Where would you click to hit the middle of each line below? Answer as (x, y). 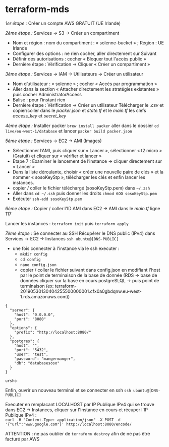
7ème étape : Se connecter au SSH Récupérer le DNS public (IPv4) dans (80, 233)
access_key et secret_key (39, 116)
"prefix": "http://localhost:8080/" (53, 332)
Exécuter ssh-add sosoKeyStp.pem (47, 199)
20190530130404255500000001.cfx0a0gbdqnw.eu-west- (81, 291)
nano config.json (38, 265)
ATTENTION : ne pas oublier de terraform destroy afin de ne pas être (78, 433)
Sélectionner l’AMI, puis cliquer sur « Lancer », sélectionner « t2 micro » (87, 150)
